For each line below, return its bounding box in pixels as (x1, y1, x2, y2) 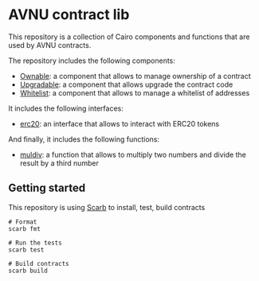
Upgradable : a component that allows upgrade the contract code (19, 80, 233, 89)
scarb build (8, 267, 48, 275)
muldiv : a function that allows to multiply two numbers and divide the (19, 150, 247, 159)
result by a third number (19, 158, 100, 168)
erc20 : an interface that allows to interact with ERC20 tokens (19, 119, 220, 128)
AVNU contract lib (8, 6, 130, 24)
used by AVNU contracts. (8, 40, 92, 49)
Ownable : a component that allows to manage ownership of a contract (19, 71, 251, 80)
